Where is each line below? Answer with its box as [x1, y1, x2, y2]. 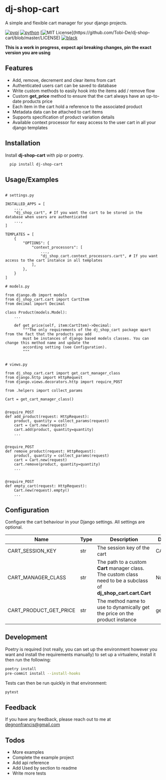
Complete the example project [12, 755, 74, 761]
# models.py [5, 284, 30, 289]
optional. [5, 524, 23, 530]
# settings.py [5, 193, 35, 198]
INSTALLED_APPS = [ [5, 202, 45, 207]
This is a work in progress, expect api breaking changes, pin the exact [5, 44, 152, 50]
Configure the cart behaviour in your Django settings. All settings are [5, 519, 145, 525]
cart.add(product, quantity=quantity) [14, 427, 94, 432]
